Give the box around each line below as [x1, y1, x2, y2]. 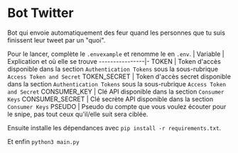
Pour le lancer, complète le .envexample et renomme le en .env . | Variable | [7, 50, 225, 58]
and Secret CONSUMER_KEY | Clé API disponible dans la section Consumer [7, 87, 225, 96]
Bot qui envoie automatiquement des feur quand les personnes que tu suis [7, 28, 226, 37]
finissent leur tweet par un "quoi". [7, 35, 106, 44]
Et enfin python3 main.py [7, 137, 80, 146]
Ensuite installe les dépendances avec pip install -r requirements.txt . [7, 123, 222, 132]
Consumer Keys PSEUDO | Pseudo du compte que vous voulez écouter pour [7, 102, 227, 110]
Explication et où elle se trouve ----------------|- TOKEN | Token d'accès [7, 57, 222, 65]
